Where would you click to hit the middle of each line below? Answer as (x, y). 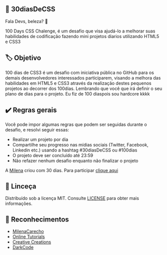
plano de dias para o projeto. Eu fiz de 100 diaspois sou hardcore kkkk (77, 93)
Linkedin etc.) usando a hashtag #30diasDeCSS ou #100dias (75, 150)
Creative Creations (32, 242)
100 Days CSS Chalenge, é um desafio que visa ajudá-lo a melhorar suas (80, 31)
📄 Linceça (21, 186)
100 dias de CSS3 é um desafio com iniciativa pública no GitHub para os (79, 72)
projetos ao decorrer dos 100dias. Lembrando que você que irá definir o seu (84, 88)
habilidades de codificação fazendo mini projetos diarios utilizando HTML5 (82, 36)
